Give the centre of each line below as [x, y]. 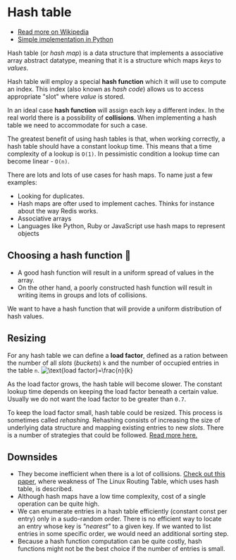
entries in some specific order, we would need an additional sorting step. [123, 534]
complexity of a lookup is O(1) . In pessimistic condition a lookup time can [113, 154]
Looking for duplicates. [51, 196]
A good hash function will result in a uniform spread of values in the [116, 273]
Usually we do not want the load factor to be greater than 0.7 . [97, 399]
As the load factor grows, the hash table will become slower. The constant [115, 384]
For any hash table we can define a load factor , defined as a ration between [118, 355]
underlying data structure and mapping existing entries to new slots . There [116, 428]
